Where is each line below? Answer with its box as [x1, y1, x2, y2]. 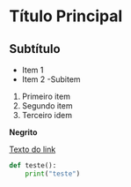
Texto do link [9, 144, 56, 154]
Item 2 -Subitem [21, 74, 81, 85]
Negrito [9, 127, 38, 138]
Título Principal [9, 6, 123, 26]
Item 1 [21, 64, 44, 75]
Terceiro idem [21, 110, 73, 120]
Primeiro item [21, 91, 70, 101]
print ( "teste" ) [25, 169, 81, 178]
